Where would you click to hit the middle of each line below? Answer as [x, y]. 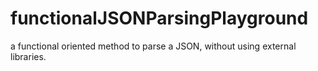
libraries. [28, 56]
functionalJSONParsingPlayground [159, 18]
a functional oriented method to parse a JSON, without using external [153, 46]
